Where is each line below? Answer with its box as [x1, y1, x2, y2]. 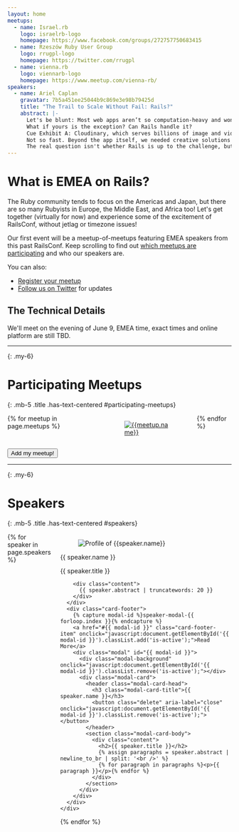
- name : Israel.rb [14, 24, 69, 31]
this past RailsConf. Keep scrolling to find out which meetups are [7, 242, 197, 250]
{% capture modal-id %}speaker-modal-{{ [73, 611, 194, 619]
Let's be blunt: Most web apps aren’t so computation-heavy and [26, 116, 221, 123]
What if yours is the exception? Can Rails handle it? [26, 123, 193, 130]
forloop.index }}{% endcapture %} [60, 617, 162, 625]
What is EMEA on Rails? [7, 174, 150, 190]
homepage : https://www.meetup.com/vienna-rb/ [20, 76, 158, 84]
